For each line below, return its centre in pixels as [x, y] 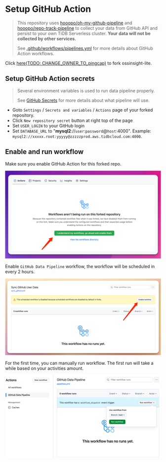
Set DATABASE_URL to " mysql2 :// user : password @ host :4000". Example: [82, 131]
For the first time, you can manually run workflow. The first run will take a [79, 363]
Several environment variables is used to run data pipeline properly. [86, 91]
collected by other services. [47, 39]
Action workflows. [36, 54]
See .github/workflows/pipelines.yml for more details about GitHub [85, 48]
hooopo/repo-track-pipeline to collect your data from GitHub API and [87, 28]
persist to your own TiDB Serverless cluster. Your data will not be [84, 33]
